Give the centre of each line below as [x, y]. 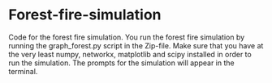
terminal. [23, 71]
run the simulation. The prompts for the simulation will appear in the [121, 63]
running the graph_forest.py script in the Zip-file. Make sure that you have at [136, 45]
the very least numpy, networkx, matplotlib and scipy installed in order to [130, 54]
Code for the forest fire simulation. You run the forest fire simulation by [127, 37]
